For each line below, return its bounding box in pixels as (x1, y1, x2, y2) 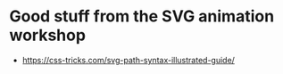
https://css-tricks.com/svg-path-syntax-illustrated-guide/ (21, 54, 235, 65)
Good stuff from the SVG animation (9, 6, 275, 27)
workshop (9, 25, 87, 45)
